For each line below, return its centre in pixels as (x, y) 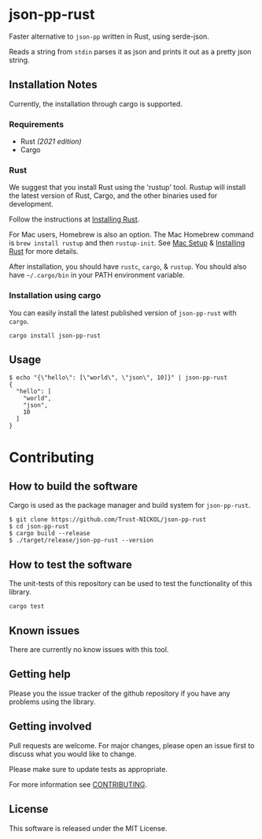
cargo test (27, 606)
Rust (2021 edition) (51, 142)
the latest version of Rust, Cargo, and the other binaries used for (113, 196)
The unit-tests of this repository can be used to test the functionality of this (131, 584)
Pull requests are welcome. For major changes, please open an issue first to (132, 745)
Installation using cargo (55, 296)
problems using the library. (52, 701)
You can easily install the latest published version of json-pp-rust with (123, 312)
